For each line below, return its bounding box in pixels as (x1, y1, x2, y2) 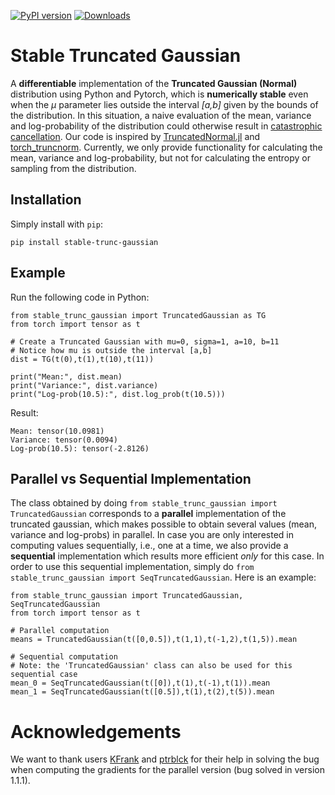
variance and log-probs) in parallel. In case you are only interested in (10, 529, 294, 541)
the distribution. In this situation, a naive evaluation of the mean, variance (10, 109, 312, 121)
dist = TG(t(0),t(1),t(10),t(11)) (10, 354, 155, 364)
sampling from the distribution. (10, 162, 137, 174)
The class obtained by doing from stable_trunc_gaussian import (10, 497, 278, 509)
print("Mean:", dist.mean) (10, 371, 123, 382)
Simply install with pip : (10, 218, 103, 230)
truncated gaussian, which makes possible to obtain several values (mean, (10, 518, 318, 530)
